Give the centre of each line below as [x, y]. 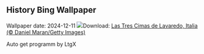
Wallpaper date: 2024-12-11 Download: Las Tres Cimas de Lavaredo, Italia [102, 25]
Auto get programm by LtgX [41, 44]
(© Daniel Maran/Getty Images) [46, 32]
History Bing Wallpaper [51, 10]
